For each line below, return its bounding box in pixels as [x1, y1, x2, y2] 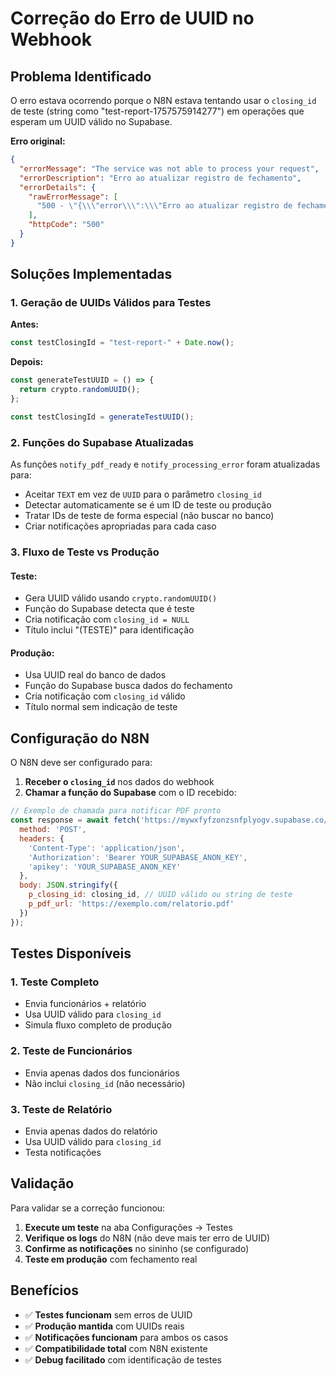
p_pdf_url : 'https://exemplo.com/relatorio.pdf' [28, 899, 235, 909]
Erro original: [10, 135, 66, 147]
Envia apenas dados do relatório [24, 1125, 158, 1137]
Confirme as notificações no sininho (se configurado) [24, 1242, 250, 1254]
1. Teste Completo [10, 975, 100, 989]
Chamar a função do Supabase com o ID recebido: [24, 787, 237, 799]
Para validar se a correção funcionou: [10, 1202, 166, 1214]
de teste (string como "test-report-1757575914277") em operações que [10, 105, 305, 117]
